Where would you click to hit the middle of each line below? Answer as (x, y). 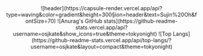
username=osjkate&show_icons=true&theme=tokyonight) (85, 34)
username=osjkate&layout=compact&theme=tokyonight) (101, 47)
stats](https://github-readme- (141, 21)
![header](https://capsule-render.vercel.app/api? (101, 8)
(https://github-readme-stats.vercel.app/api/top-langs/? (101, 40)
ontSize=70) (40, 21)
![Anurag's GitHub (80, 21)
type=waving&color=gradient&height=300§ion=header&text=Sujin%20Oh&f (101, 14)
